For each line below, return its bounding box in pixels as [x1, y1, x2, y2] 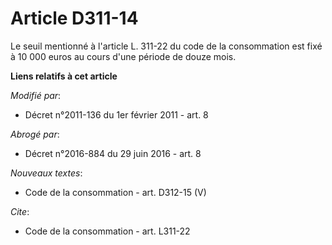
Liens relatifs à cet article [10, 70, 118, 82]
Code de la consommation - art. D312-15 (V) [24, 186, 207, 198]
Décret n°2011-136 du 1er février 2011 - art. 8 [24, 108, 209, 121]
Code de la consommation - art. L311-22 [24, 225, 191, 237]
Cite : [10, 205, 30, 217]
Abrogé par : [10, 128, 60, 140]
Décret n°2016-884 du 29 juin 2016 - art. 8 [24, 147, 202, 159]
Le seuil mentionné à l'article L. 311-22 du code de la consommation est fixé [10, 40, 323, 52]
